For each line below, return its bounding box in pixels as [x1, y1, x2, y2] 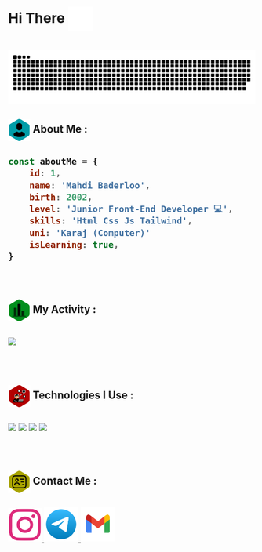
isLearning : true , [28, 238, 119, 250]
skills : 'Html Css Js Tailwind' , [28, 215, 194, 227]
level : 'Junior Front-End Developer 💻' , [28, 203, 234, 215]
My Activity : [32, 303, 96, 316]
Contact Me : [32, 474, 97, 488]
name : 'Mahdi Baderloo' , [28, 180, 151, 191]
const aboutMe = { [8, 155, 98, 167]
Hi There [8, 9, 65, 27]
